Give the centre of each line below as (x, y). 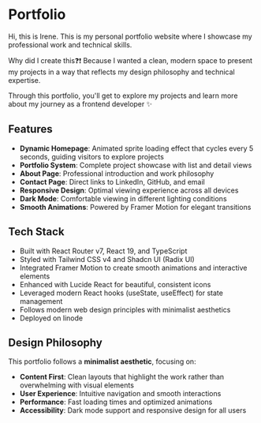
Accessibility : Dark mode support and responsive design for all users (133, 410)
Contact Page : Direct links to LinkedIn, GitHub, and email (112, 182)
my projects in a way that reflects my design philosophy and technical (121, 72)
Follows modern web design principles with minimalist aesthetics (125, 309)
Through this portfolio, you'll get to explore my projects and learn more (123, 95)
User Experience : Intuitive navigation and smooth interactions (120, 394)
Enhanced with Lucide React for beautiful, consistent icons (115, 284)
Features (30, 129)
